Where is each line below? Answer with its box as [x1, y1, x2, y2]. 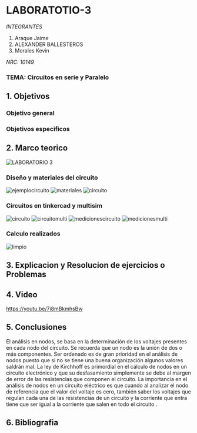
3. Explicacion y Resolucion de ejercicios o [6, 260, 165, 270]
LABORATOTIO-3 [6, 4, 92, 17]
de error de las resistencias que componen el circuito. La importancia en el [6, 375, 188, 382]
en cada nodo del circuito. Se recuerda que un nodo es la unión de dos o [6, 344, 182, 351]
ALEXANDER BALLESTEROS [14, 41, 84, 48]
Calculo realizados [6, 229, 61, 238]
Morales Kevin [14, 47, 50, 54]
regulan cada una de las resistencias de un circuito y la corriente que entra [6, 394, 188, 401]
